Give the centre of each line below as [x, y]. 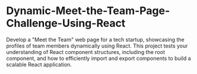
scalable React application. [39, 64]
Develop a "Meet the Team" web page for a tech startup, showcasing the [96, 39]
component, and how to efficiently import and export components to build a [99, 58]
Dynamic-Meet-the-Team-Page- [88, 11]
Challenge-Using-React [66, 23]
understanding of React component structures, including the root [85, 52]
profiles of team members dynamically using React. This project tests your [97, 46]
